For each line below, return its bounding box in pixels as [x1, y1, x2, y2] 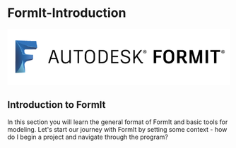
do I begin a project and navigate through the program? [7, 132, 168, 141]
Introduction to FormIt [7, 99, 106, 111]
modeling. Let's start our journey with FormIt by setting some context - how [7, 125, 228, 133]
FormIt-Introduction [7, 5, 126, 21]
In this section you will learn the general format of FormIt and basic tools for [7, 118, 228, 126]
